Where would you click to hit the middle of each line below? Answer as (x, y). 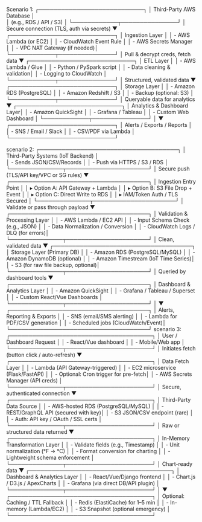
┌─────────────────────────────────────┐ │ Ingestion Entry (101, 182)
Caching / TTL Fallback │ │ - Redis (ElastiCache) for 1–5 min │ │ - (87, 502)
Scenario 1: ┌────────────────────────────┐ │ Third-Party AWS (101, 9)
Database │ (21, 16)
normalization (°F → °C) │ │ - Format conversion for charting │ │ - (88, 451)
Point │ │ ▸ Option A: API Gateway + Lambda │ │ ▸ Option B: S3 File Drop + (99, 188)
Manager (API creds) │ (34, 380)
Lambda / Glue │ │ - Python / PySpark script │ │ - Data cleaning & (88, 67)
